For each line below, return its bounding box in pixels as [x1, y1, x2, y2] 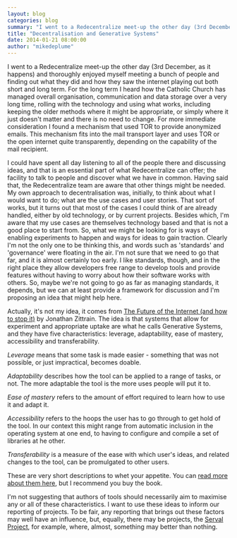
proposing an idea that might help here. [7, 293, 122, 302]
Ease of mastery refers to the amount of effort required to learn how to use [7, 393, 226, 401]
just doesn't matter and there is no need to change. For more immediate [7, 115, 217, 123]
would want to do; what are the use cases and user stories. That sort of [7, 196, 215, 204]
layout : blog [7, 10, 46, 18]
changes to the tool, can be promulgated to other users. [7, 458, 170, 466]
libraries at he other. [7, 436, 66, 445]
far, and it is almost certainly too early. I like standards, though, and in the [7, 256, 221, 264]
